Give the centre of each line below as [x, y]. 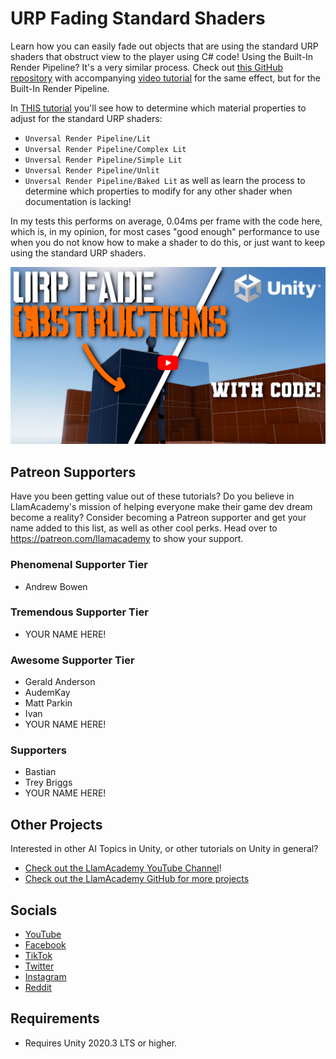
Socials [34, 910]
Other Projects [56, 824]
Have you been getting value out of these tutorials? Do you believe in [152, 496]
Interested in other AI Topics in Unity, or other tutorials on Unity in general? [164, 849]
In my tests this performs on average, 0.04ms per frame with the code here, [166, 221]
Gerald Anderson [60, 682]
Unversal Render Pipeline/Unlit [92, 170]
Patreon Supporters [73, 472]
